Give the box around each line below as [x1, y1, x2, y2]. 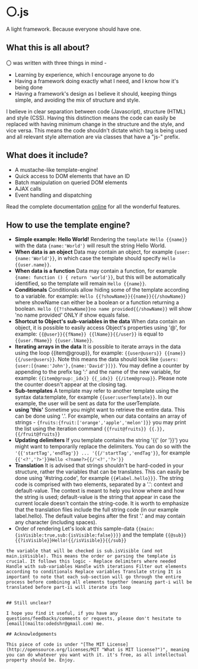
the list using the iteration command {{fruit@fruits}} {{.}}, [14, 425, 165, 433]
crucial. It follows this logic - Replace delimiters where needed [6, 558, 177, 564]
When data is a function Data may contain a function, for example [14, 267, 177, 274]
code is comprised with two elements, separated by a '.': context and [14, 481, 183, 488]
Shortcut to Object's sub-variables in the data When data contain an [14, 318, 186, 325]
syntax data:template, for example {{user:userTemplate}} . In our [14, 393, 173, 401]
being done [14, 84, 43, 91]
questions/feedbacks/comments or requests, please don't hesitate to [6, 616, 182, 621]
